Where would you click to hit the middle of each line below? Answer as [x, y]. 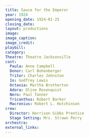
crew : [11, 109]
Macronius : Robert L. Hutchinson [45, 104]
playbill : [16, 48]
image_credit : [20, 43]
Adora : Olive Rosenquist [36, 90]
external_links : [22, 127]
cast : [11, 62]
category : [16, 52]
